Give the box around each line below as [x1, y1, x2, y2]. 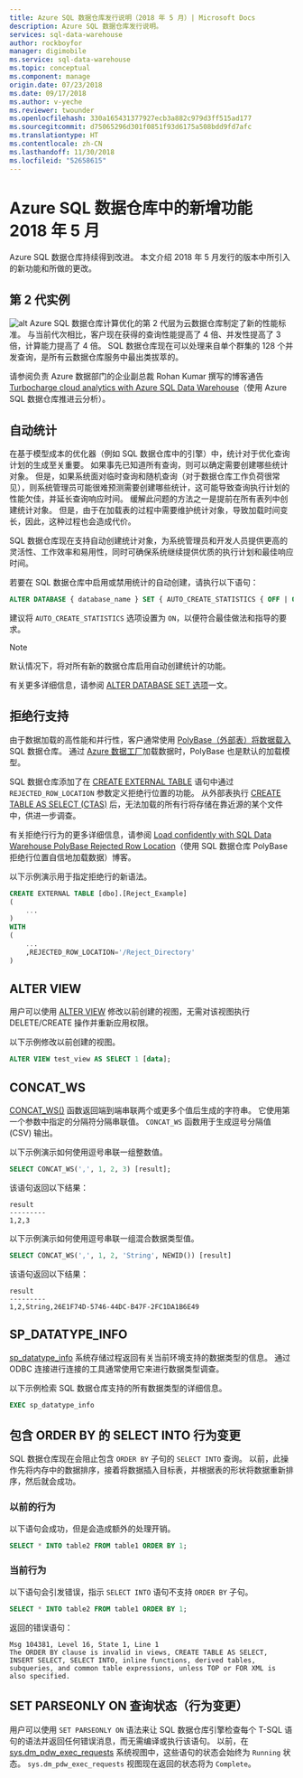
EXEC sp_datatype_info [9, 1400, 95, 1409]
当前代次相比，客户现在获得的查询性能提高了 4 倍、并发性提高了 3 [34, 329, 281, 340]
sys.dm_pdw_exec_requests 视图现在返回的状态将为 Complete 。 [26, 1758, 256, 1769]
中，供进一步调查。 [9, 809, 81, 820]
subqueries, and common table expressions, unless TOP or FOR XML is [9, 1663, 277, 1672]
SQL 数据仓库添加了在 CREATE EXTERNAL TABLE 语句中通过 [9, 776, 234, 787]
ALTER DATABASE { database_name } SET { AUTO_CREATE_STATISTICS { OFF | [9, 595, 289, 604]
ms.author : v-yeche [9, 97, 83, 107]
